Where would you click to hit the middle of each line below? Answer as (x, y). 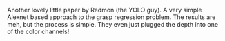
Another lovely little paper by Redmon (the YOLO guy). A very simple (105, 10)
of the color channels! (38, 31)
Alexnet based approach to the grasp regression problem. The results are (111, 17)
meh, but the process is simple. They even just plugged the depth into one (113, 24)
